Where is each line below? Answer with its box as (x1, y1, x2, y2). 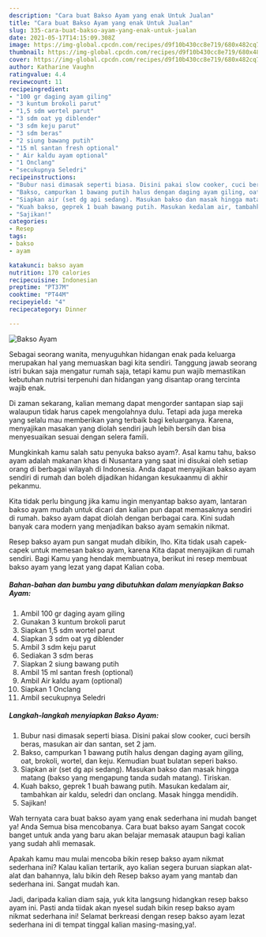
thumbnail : (9, 48, 45, 56)
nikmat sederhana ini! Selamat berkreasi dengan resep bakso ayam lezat (9, 911, 245, 920)
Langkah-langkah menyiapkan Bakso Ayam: (9, 711, 159, 720)
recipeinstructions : (9, 173, 77, 182)
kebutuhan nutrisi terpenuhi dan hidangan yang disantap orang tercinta (9, 374, 240, 384)
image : (9, 41, 31, 49)
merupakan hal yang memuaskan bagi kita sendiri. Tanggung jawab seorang (9, 358, 257, 367)
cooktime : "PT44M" (9, 290, 69, 299)
